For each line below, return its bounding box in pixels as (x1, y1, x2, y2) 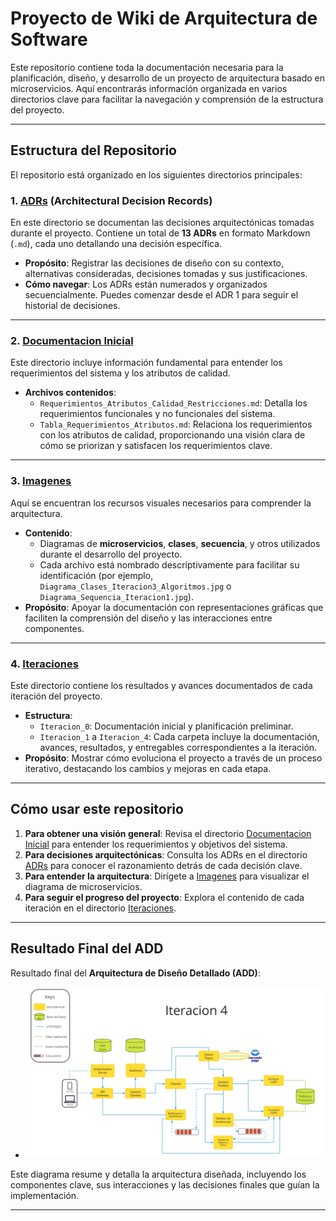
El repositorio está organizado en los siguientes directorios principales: (10, 168, 303, 181)
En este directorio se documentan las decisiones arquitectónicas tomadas (10, 217, 315, 229)
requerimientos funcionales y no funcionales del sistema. (39, 408, 276, 420)
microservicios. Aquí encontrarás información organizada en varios (10, 82, 288, 94)
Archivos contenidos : (24, 387, 117, 399)
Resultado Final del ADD (10, 940, 164, 957)
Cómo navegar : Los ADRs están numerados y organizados (24, 278, 268, 291)
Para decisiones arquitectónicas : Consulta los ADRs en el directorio (24, 848, 308, 861)
